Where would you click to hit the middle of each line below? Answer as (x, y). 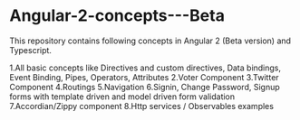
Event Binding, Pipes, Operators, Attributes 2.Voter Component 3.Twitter (144, 77)
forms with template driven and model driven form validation (122, 97)
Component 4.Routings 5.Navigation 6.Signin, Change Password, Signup (145, 87)
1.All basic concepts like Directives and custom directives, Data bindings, (145, 68)
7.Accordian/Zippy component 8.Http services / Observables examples (142, 106)
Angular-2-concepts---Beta (117, 16)
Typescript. (31, 50)
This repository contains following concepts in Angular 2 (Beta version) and (150, 41)
